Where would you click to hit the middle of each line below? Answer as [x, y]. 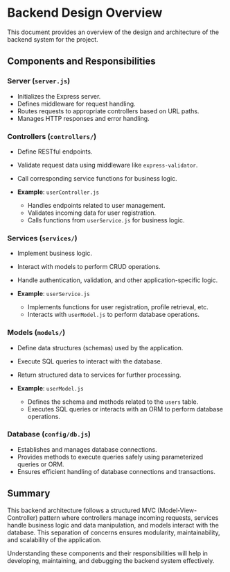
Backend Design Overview [85, 13]
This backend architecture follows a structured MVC [81, 510]
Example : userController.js [58, 192]
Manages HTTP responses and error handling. [83, 118]
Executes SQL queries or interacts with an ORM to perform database [125, 409]
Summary [29, 494]
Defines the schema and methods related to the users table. [113, 402]
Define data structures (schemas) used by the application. [100, 348]
